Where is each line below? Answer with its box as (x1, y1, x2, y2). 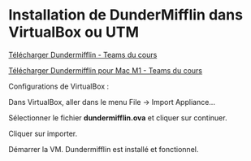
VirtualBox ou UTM (8, 23, 140, 41)
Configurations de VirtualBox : (8, 81, 110, 91)
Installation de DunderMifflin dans (8, 6, 244, 24)
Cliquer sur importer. (8, 128, 78, 138)
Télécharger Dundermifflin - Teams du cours (8, 50, 158, 59)
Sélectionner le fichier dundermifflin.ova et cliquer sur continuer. (8, 112, 227, 123)
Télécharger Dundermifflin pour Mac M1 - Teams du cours (8, 65, 203, 75)
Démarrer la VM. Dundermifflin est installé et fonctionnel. (8, 144, 199, 154)
